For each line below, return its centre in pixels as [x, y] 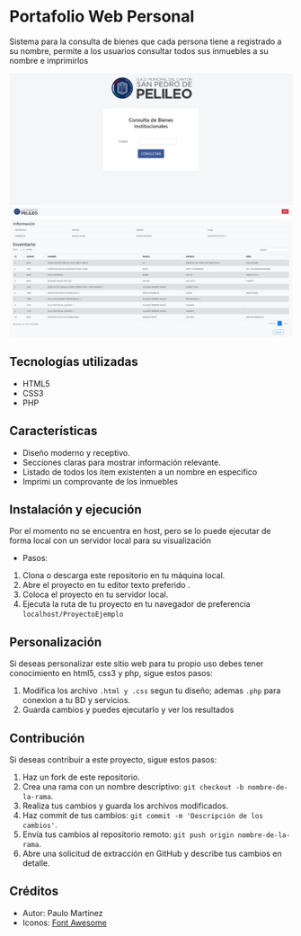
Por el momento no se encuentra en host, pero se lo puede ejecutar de [140, 531]
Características [53, 431]
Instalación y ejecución [75, 510]
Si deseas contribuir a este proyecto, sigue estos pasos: [113, 760]
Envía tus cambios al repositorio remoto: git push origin [128, 834]
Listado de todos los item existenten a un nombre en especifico [140, 472]
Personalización [56, 642]
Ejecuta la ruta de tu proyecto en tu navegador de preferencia [136, 604]
